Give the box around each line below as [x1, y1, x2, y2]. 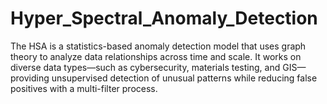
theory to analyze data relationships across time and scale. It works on [10, 50, 302, 62]
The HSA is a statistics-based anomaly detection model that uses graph [10, 40, 307, 52]
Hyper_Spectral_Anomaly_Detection [10, 7, 318, 30]
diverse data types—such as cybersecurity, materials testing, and [10, 61, 281, 73]
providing [10, 72, 50, 84]
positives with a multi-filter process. [10, 82, 158, 94]
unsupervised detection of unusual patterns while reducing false [51, 72, 318, 84]
